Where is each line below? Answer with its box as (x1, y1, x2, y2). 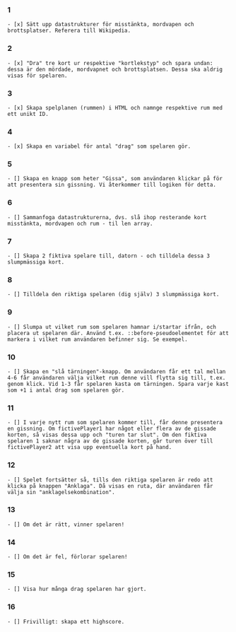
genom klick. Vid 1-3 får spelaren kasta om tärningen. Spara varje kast (7, 380, 230, 387)
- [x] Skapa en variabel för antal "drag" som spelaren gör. (7, 143, 191, 150)
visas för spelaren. (7, 72, 69, 79)
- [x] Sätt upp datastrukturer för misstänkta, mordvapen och (7, 21, 194, 28)
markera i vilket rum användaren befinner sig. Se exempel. (7, 336, 189, 343)
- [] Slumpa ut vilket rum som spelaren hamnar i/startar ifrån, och (7, 323, 217, 330)
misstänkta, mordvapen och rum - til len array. (7, 220, 153, 227)
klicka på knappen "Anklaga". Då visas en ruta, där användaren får (7, 482, 213, 489)
